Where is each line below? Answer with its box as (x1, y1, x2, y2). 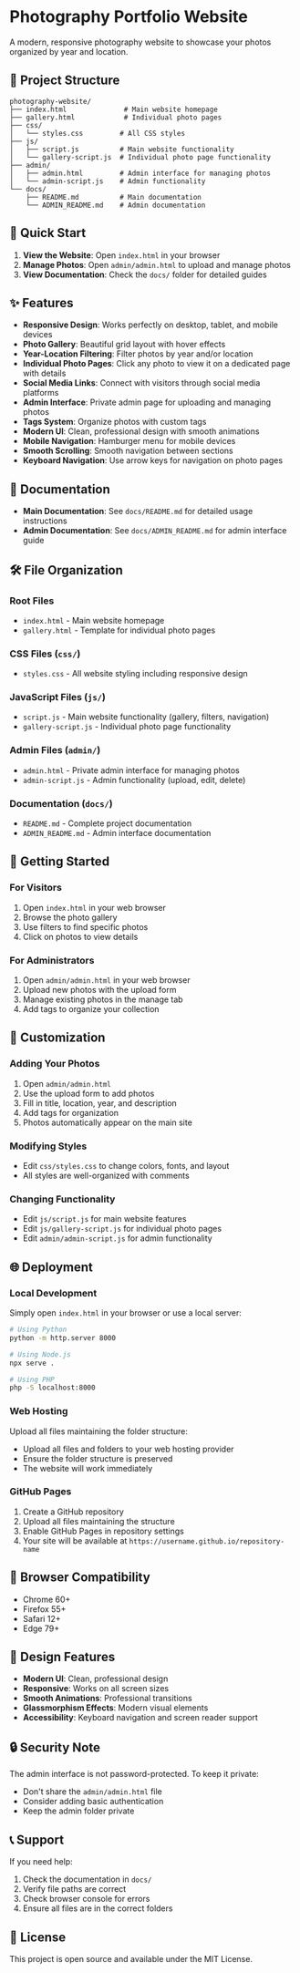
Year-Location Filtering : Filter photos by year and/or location (22, 348, 253, 359)
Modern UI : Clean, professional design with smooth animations (22, 426, 260, 437)
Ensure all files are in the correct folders (22, 1903, 173, 1914)
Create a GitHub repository (22, 1506, 125, 1517)
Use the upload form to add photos (22, 1088, 155, 1099)
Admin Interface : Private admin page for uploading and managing (22, 397, 272, 408)
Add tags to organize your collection (22, 1004, 160, 1015)
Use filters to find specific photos (22, 921, 149, 932)
